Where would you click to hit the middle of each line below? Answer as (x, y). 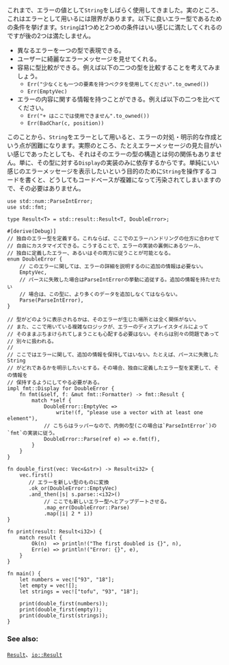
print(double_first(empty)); (61, 609)
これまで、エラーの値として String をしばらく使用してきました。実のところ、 (115, 10)
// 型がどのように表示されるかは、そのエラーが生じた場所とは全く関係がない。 (103, 319)
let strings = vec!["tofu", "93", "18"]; (79, 592)
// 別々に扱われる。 (32, 341)
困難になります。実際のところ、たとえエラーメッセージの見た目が (123, 145)
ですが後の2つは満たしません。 (51, 36)
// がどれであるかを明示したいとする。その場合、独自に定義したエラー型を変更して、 (110, 368)
